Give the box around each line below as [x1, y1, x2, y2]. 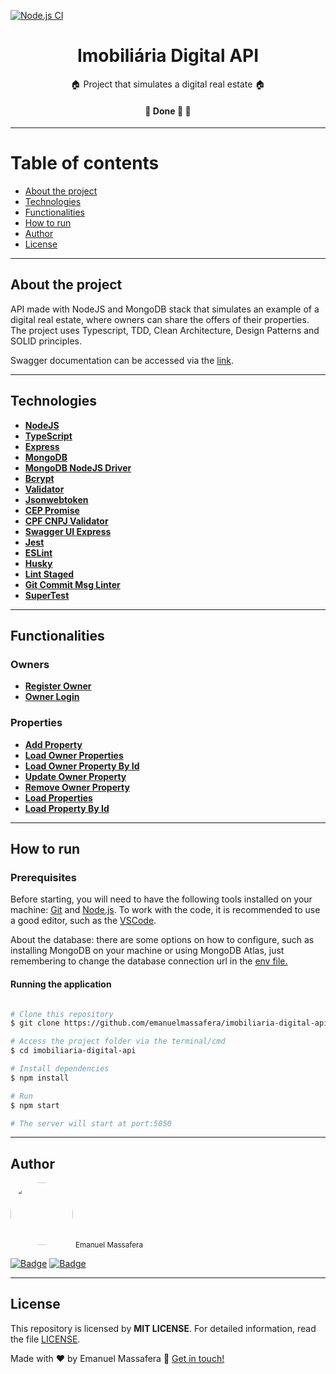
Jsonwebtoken [24, 493, 89, 505]
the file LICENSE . [10, 1333, 81, 1345]
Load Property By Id [24, 802, 110, 814]
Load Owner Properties [24, 749, 124, 761]
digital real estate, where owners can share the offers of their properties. [10, 313, 310, 325]
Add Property [24, 738, 83, 750]
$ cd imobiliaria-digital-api [10, 1046, 137, 1056]
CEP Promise [24, 504, 80, 516]
